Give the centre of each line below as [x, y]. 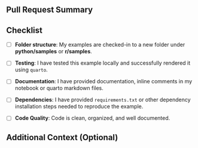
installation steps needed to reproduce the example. [79, 107]
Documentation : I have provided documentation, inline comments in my [103, 81]
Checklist [25, 30]
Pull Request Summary [50, 10]
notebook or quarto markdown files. [59, 88]
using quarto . [31, 70]
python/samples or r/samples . [54, 52]
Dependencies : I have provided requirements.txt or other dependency [103, 100]
